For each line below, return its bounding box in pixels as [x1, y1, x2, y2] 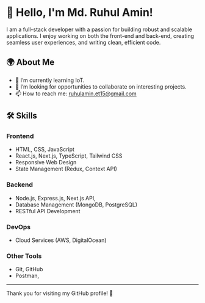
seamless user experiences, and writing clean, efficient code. [6, 38, 161, 46]
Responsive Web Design [15, 159, 77, 166]
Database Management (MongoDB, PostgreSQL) [15, 201, 138, 208]
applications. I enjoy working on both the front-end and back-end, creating [6, 32, 194, 39]
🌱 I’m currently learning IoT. [15, 76, 85, 84]
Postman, [15, 272, 40, 280]
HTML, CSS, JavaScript [15, 146, 75, 153]
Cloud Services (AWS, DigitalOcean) [15, 236, 107, 244]
